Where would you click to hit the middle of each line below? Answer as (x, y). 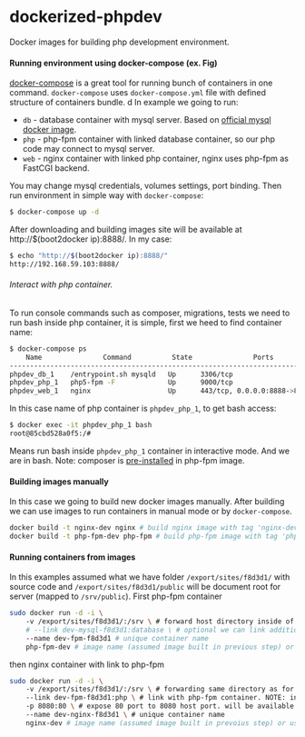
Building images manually (59, 481)
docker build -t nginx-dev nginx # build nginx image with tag (132, 528)
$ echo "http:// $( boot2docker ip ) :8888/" (89, 256)
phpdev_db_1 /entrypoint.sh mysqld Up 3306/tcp (121, 374)
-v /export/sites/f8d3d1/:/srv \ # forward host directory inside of (160, 622)
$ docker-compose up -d (54, 212)
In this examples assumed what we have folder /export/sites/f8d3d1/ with (150, 577)
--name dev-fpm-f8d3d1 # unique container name (117, 638)
